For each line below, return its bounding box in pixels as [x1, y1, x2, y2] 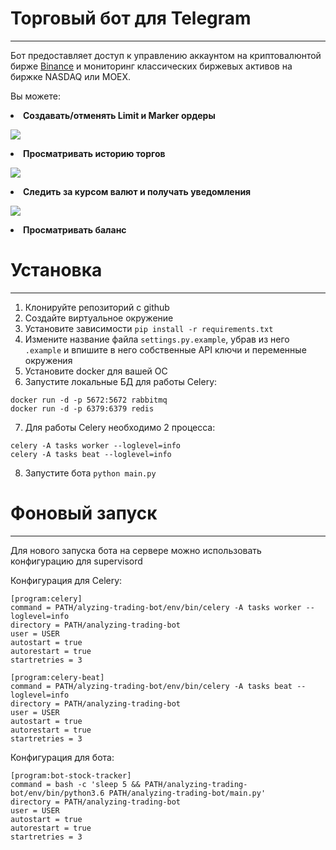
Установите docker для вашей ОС [24, 365, 168, 377]
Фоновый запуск [10, 502, 158, 525]
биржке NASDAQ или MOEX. [10, 70, 132, 82]
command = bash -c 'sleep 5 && [10, 779, 141, 789]
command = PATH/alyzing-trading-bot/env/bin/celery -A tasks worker [10, 602, 302, 612]
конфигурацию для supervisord [10, 555, 143, 567]
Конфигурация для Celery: [10, 574, 123, 586]
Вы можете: [10, 90, 61, 102]
